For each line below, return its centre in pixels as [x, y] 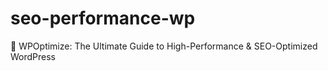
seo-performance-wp [103, 18]
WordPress [33, 56]
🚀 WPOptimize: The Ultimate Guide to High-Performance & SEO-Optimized [164, 46]
